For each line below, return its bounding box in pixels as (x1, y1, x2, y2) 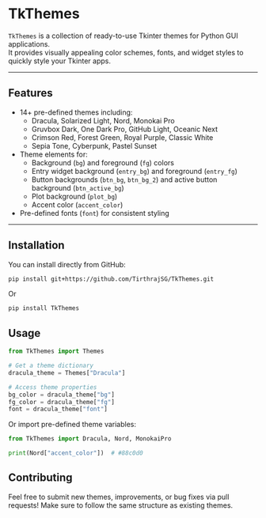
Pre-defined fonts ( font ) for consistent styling (19, 208, 170, 217)
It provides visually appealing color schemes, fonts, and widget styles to (8, 47, 244, 57)
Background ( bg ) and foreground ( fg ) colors (31, 157, 174, 167)
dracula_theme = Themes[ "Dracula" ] (8, 369, 126, 376)
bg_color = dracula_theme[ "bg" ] (8, 391, 115, 399)
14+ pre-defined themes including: (19, 108, 133, 117)
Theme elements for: (19, 149, 89, 159)
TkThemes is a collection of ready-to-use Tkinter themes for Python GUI (8, 31, 239, 40)
